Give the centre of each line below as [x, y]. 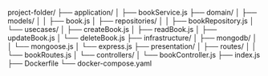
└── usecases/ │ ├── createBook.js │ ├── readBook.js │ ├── [112, 29]
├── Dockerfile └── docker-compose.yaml [80, 63]
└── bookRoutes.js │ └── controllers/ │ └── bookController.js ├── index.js [134, 55]
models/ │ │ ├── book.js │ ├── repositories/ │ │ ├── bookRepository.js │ [131, 21]
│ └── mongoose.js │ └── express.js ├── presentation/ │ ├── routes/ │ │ [132, 46]
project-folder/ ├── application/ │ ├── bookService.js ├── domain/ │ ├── [132, 12]
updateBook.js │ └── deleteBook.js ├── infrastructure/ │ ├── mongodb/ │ [132, 38]
